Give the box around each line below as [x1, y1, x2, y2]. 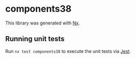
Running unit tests [5, 35, 65, 43]
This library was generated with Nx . [5, 20, 80, 26]
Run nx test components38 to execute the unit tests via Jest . [5, 48, 131, 54]
